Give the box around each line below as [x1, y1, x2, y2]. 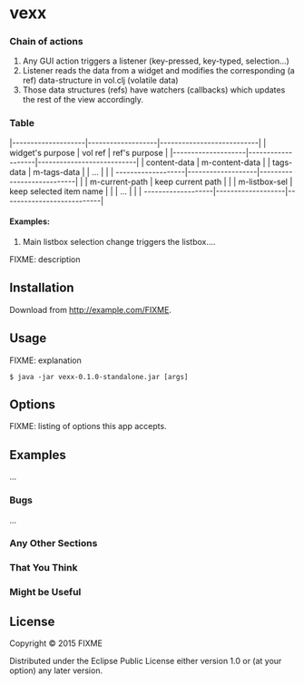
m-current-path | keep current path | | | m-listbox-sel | [89, 176, 293, 187]
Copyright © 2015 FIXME [9, 638, 103, 649]
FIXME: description [9, 253, 81, 265]
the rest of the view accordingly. [22, 94, 143, 105]
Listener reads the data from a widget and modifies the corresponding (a [22, 65, 295, 76]
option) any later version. [9, 665, 103, 676]
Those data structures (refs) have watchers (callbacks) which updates [22, 84, 286, 95]
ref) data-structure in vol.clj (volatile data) [22, 75, 179, 86]
